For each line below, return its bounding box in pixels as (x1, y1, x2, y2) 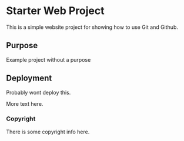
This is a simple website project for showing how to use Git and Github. (6, 23, 178, 31)
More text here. (6, 100, 44, 107)
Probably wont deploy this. (6, 89, 71, 96)
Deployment (6, 73, 52, 83)
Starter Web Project (6, 4, 105, 18)
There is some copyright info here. (6, 128, 90, 135)
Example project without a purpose (6, 56, 91, 63)
